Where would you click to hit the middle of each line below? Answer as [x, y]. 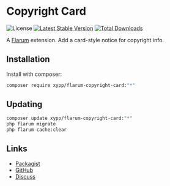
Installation [28, 59]
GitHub [24, 170]
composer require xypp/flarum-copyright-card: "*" [71, 85]
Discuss [25, 176]
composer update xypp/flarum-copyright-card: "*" [69, 118]
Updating [24, 104]
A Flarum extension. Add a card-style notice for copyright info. [85, 40]
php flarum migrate [31, 124]
